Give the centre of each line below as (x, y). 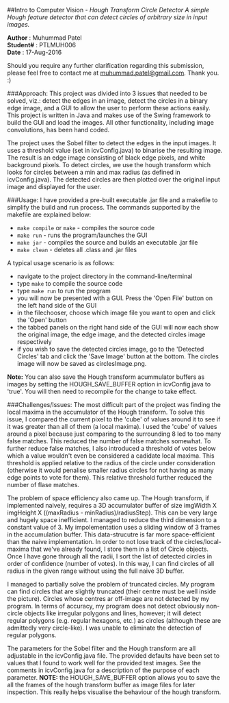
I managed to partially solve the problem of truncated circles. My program (111, 584)
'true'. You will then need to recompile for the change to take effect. (102, 391)
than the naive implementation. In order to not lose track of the (95, 542)
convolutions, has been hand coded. (58, 130)
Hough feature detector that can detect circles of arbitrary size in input (107, 17)
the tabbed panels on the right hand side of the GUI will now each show (118, 327)
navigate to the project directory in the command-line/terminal (105, 276)
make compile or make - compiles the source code (86, 228)
